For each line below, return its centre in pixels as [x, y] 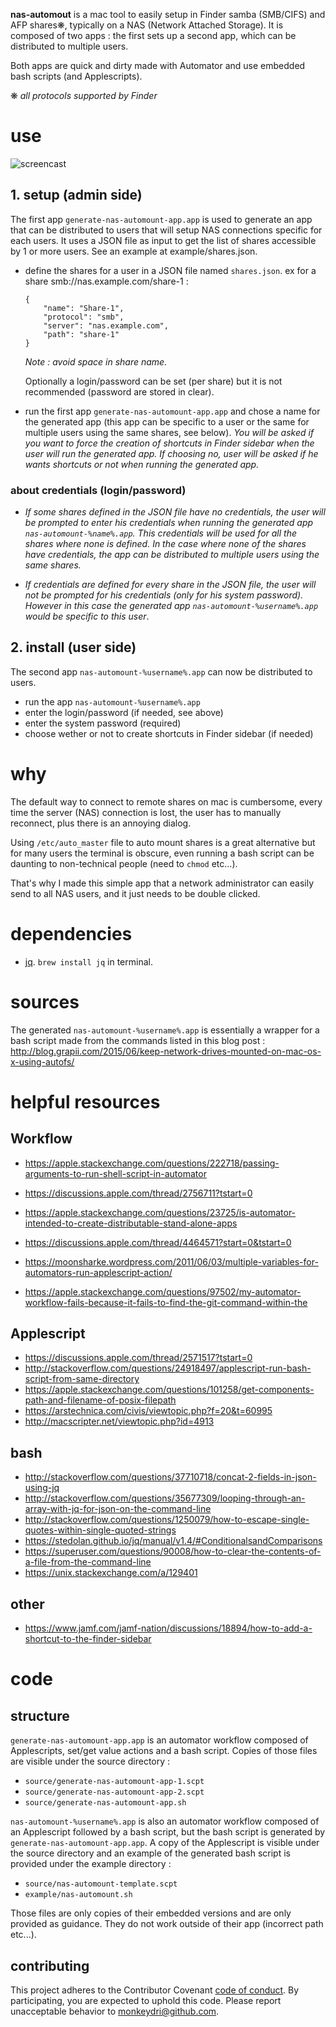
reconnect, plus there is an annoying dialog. [101, 823]
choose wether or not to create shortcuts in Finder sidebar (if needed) [169, 733]
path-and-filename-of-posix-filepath [100, 1400]
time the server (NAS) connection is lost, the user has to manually [146, 812]
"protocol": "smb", [84, 317]
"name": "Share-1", [84, 308]
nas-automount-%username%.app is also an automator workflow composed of [165, 1821]
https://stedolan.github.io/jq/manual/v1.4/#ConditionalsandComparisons [173, 1541]
